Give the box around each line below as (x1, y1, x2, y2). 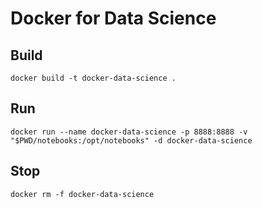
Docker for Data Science (10, 7, 217, 30)
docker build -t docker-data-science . (10, 73, 177, 83)
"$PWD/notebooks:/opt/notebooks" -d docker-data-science (10, 135, 253, 146)
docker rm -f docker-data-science (10, 189, 155, 199)
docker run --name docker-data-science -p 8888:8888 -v (10, 127, 248, 137)
